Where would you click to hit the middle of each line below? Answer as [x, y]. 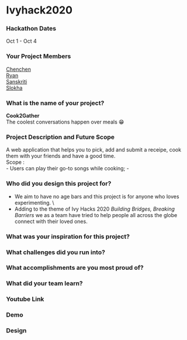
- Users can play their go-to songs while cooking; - [68, 169]
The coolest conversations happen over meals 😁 [65, 122]
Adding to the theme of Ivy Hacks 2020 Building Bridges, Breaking [95, 209]
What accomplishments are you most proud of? [75, 268]
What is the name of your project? [55, 103]
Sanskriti [17, 81]
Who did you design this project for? [59, 184]
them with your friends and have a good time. [61, 156]
